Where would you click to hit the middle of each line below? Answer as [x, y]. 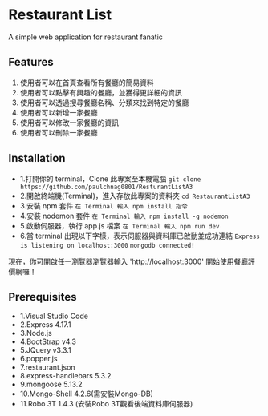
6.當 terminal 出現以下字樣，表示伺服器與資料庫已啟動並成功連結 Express [140, 236]
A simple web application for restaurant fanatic [85, 37]
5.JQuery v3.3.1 [45, 350]
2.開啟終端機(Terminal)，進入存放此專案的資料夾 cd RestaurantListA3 [135, 196]
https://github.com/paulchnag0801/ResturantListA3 [106, 187]
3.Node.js [36, 333]
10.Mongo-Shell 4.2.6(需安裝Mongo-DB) [87, 394]
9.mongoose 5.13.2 [51, 384]
